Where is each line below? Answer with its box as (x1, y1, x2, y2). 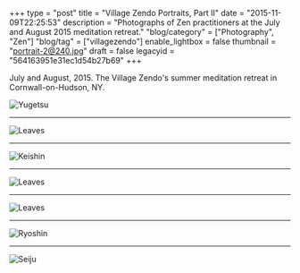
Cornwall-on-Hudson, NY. (9, 82, 105, 92)
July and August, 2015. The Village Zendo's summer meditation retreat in (9, 73, 278, 83)
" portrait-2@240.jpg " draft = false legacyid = (9, 46, 175, 56)
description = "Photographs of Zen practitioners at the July (62, 17, 280, 28)
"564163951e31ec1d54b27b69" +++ (9, 55, 143, 65)
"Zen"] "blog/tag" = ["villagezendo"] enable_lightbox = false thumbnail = (9, 36, 277, 47)
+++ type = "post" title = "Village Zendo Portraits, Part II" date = (9, 8, 246, 18)
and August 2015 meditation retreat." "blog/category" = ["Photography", (9, 27, 274, 37)
